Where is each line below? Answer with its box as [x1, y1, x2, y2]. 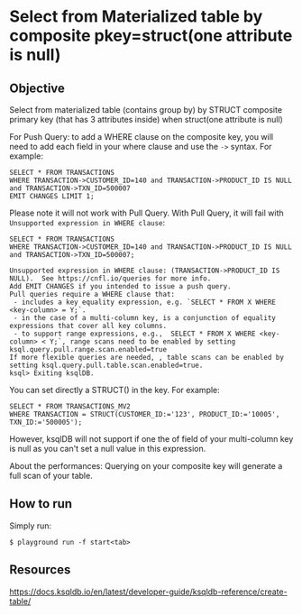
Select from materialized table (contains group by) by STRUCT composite [9, 105, 282, 115]
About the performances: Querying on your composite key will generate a [9, 461, 283, 471]
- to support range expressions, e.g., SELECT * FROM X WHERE [13, 329, 256, 338]
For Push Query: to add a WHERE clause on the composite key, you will [9, 132, 273, 142]
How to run [9, 496, 73, 511]
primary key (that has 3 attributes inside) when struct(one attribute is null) [9, 115, 284, 124]
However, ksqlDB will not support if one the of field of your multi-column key [9, 434, 294, 444]
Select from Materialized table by [9, 6, 263, 27]
